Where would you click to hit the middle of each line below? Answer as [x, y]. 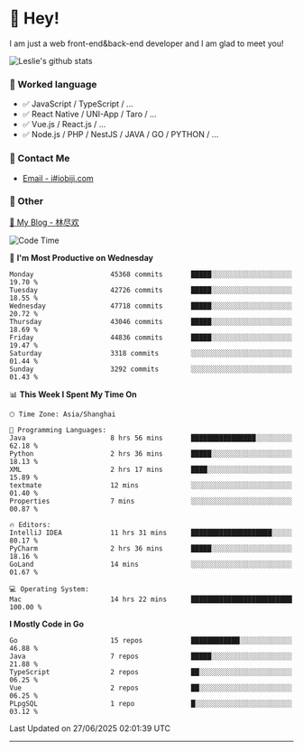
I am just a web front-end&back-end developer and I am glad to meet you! [147, 43]
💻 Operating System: [50, 589]
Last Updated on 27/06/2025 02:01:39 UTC [90, 728]
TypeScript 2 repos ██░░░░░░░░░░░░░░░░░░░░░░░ [151, 672]
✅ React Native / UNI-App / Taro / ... [89, 114]
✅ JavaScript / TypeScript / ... [78, 104]
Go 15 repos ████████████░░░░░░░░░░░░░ [151, 640]
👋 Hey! [35, 19]
